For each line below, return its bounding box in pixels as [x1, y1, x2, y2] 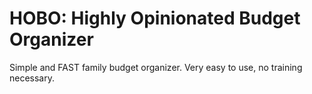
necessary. [9, 72, 56, 84]
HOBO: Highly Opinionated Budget [9, 7, 301, 30]
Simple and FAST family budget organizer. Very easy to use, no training [9, 61, 303, 73]
